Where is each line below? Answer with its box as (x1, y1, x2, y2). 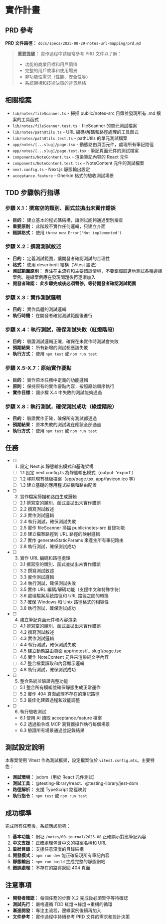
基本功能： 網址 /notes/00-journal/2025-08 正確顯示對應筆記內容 (12, 834, 147, 840)
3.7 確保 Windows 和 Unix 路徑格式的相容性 (19, 599, 109, 605)
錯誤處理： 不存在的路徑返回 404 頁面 (12, 865, 91, 871)
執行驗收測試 (19, 709, 46, 715)
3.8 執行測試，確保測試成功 (19, 605, 76, 611)
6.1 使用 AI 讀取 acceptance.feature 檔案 (19, 715, 102, 721)
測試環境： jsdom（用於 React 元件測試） (12, 774, 98, 780)
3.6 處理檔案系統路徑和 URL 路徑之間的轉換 (19, 592, 109, 598)
